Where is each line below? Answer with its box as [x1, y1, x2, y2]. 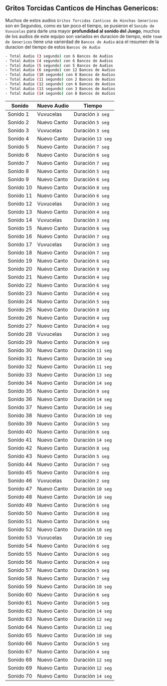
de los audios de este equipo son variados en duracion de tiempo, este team [5, 33, 162, 39]
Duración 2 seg [73, 477, 109, 484]
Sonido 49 [8, 501, 33, 508]
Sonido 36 [8, 395, 33, 402]
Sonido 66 [8, 640, 33, 647]
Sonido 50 [8, 510, 33, 517]
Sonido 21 [8, 273, 33, 280]
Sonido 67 [8, 648, 33, 655]
